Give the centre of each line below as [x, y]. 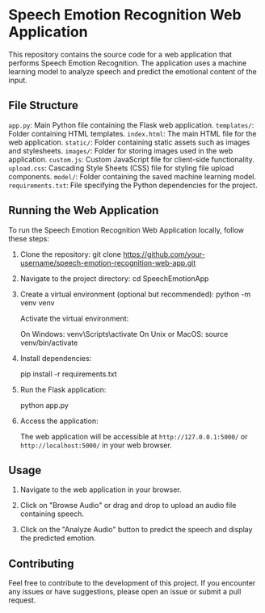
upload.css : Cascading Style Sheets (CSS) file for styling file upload [121, 168]
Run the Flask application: [63, 389]
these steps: [29, 238]
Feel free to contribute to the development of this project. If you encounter [132, 583]
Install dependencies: [56, 358]
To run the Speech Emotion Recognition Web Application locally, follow [126, 230]
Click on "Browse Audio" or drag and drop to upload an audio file [128, 506]
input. [18, 80]
